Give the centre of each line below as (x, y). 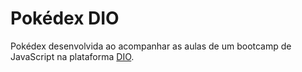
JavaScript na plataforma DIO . (72, 56)
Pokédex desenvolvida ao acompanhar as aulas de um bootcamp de (151, 46)
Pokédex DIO (65, 18)
